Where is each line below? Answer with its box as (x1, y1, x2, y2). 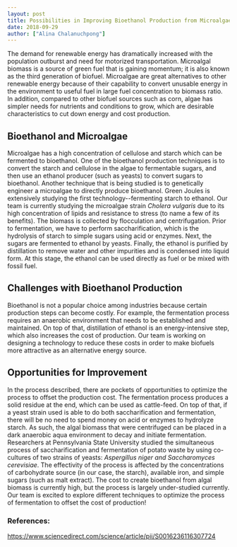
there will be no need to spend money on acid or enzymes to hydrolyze (7, 415, 214, 424)
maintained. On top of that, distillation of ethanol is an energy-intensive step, (7, 323, 230, 332)
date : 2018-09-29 (7, 23, 59, 30)
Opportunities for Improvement (7, 367, 147, 379)
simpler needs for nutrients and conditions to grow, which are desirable (7, 102, 214, 110)
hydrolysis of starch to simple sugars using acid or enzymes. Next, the (7, 231, 212, 241)
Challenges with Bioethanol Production (7, 282, 183, 294)
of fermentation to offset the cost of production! (7, 498, 147, 507)
